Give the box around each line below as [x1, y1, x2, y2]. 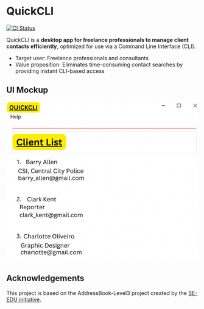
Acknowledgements [6, 273, 85, 283]
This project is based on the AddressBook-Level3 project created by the [6, 289, 188, 296]
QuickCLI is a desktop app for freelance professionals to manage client [6, 36, 189, 43]
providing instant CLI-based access [15, 67, 105, 74]
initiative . [18, 296, 41, 303]
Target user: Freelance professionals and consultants [15, 54, 149, 61]
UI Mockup [6, 85, 49, 95]
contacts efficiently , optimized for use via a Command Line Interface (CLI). [6, 43, 196, 50]
